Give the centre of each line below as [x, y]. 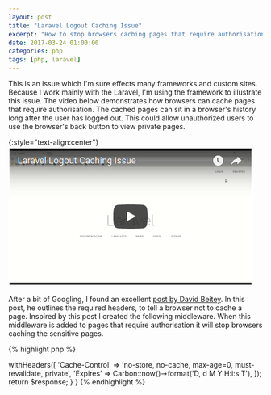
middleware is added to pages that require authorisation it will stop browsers [135, 325]
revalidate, [26, 373]
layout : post [30, 17]
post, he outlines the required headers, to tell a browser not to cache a [125, 308]
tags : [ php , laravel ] [45, 60]
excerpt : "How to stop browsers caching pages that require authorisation [137, 34]
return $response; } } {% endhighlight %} [77, 382]
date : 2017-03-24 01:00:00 [54, 43]
